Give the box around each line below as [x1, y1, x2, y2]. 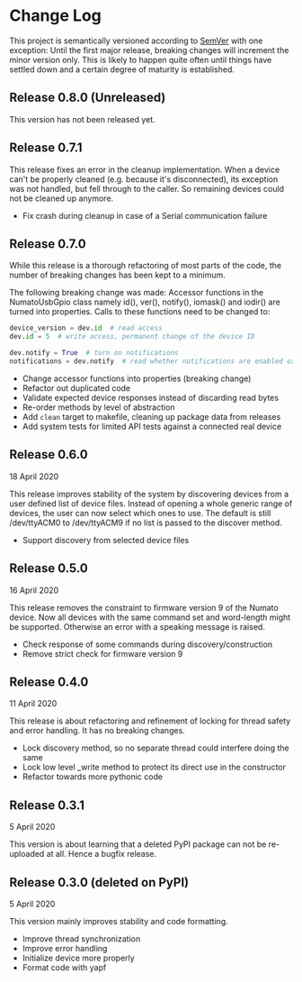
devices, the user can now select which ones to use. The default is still [9, 507, 271, 518]
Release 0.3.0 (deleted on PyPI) [9, 875, 190, 890]
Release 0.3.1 [9, 797, 85, 813]
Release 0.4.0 [9, 674, 89, 689]
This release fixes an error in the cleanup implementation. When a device [9, 164, 280, 175]
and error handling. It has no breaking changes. [9, 725, 186, 736]
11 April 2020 [9, 698, 58, 709]
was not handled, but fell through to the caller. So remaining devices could [9, 183, 285, 194]
